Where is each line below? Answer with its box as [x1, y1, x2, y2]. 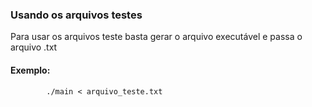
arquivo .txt [10, 41, 58, 53]
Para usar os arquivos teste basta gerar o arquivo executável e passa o [10, 31, 303, 43]
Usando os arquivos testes [10, 8, 143, 22]
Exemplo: [10, 64, 51, 76]
